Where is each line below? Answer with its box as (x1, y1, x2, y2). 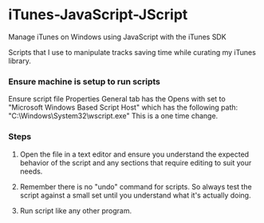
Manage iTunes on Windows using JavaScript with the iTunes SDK (8, 32, 227, 42)
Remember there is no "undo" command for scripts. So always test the (19, 181, 253, 191)
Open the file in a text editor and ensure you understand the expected (19, 149, 250, 159)
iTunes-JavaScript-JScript (8, 6, 188, 24)
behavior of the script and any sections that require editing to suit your (19, 157, 252, 167)
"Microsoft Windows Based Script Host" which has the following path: (8, 102, 238, 113)
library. (8, 56, 32, 66)
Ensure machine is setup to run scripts (8, 76, 161, 87)
